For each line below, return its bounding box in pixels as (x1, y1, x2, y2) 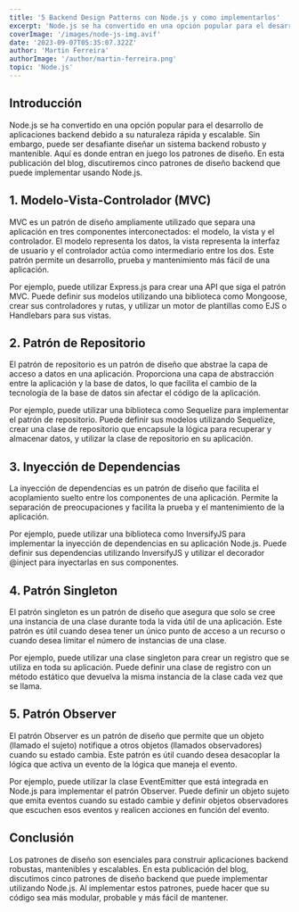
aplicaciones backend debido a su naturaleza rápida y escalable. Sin (9, 129, 261, 139)
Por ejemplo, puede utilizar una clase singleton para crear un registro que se (9, 652, 290, 663)
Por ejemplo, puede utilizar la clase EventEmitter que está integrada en (9, 775, 269, 786)
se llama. (9, 680, 43, 692)
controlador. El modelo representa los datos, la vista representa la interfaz (9, 236, 280, 246)
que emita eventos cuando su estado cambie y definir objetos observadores (9, 795, 289, 806)
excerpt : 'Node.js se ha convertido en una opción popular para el (9, 21, 265, 30)
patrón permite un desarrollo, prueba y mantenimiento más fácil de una (9, 254, 270, 265)
